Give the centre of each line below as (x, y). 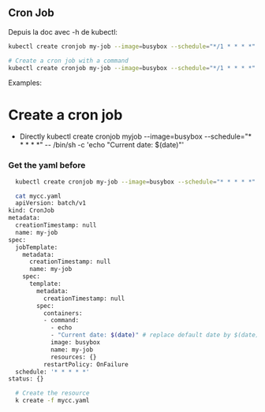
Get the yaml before (47, 165)
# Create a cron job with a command (68, 61)
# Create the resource (52, 393)
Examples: (25, 83)
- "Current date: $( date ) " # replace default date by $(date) (155, 335)
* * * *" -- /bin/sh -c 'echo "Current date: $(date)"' (102, 145)
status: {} (26, 379)
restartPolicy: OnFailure (86, 364)
